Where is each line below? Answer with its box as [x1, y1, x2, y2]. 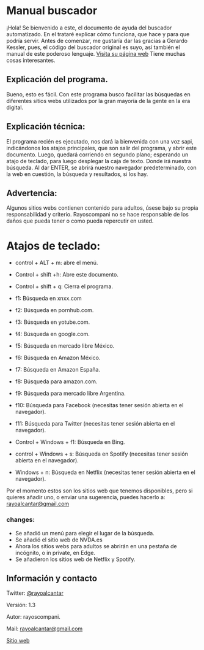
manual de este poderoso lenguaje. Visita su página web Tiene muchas [6, 50, 186, 57]
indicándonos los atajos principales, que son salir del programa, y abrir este [6, 144, 197, 151]
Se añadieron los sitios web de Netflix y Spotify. [15, 556, 136, 563]
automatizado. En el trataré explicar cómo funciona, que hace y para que [6, 30, 190, 37]
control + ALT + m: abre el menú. [15, 259, 98, 267]
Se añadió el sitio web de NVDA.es [15, 536, 103, 543]
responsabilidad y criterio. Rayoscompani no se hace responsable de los [6, 211, 189, 218]
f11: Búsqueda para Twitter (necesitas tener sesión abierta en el [15, 420, 175, 427]
